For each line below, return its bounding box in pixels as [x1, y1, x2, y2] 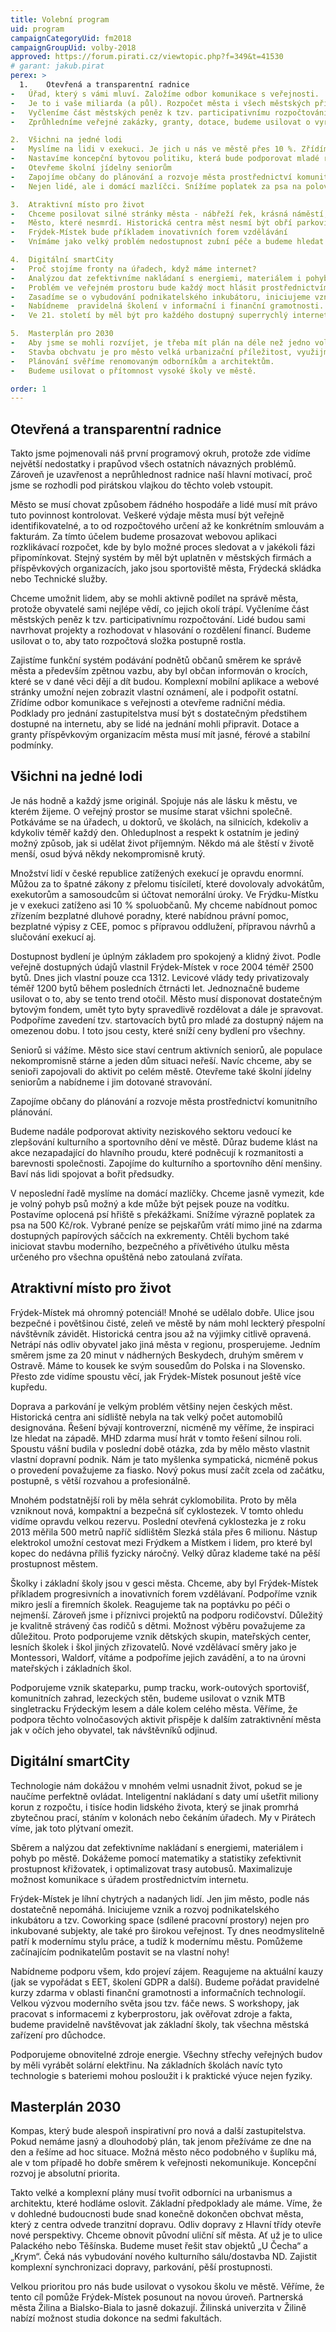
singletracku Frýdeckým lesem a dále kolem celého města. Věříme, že [10, 1702, 298, 1715]
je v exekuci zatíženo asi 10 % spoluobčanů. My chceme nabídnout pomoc [10, 899, 318, 911]
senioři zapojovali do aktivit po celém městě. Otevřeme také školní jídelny [10, 1065, 312, 1077]
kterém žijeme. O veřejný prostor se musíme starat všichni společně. [10, 805, 293, 817]
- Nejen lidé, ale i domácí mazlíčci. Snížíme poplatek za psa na [10, 181, 302, 191]
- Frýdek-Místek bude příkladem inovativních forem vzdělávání [10, 227, 288, 238]
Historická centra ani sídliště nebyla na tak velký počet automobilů [10, 1411, 283, 1423]
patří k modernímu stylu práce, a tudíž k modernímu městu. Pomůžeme [10, 1935, 303, 1947]
